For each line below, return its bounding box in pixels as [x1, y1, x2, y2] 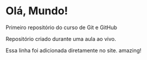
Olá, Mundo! [5, 4, 68, 18]
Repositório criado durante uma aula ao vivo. [5, 35, 116, 42]
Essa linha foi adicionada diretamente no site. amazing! [5, 46, 142, 54]
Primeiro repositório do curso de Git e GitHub [5, 24, 118, 31]
